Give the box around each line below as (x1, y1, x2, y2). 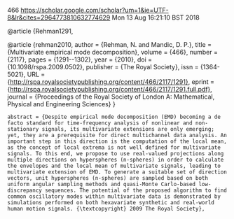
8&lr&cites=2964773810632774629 (7, 13, 111, 22)
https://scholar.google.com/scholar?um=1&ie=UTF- (20, 6, 170, 14)
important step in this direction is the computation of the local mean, (7, 138, 228, 145)
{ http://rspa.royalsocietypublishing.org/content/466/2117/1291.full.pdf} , (7, 85, 212, 93)
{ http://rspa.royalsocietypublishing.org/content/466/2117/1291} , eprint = (7, 78, 215, 86)
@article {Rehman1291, (7, 27, 74, 35)
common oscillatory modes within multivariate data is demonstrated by (7, 193, 221, 200)
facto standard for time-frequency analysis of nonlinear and (7, 120, 193, 127)
